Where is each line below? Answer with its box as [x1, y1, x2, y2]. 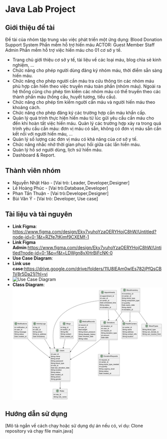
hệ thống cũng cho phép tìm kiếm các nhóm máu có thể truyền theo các [12, 89, 161, 94]
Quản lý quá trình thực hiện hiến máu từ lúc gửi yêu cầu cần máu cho [12, 115, 155, 121]
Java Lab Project [5, 3, 76, 15]
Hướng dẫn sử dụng [5, 410, 68, 418]
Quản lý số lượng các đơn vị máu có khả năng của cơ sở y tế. [12, 136, 138, 142]
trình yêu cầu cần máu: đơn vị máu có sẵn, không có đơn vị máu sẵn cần [12, 126, 162, 132]
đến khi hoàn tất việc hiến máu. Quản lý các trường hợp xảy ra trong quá [12, 121, 161, 126]
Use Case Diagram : [12, 255, 53, 261]
